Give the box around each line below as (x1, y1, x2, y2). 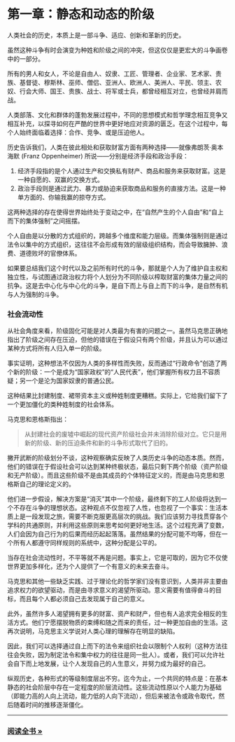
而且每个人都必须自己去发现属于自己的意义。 (19, 595, 148, 603)
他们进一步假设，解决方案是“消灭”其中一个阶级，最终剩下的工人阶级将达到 (7, 495, 222, 503)
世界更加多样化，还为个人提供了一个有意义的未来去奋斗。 (7, 562, 173, 571)
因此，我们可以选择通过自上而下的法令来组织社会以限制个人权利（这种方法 (7, 642, 222, 650)
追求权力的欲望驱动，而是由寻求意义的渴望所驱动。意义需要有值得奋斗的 (7, 586, 215, 594)
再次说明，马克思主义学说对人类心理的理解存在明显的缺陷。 (7, 627, 179, 635)
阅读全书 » (7, 727, 43, 736)
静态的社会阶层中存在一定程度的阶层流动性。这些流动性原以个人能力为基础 (7, 683, 222, 692)
